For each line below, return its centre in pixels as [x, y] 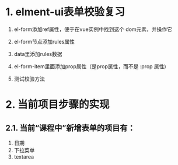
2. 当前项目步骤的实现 [57, 105]
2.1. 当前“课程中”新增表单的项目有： [70, 128]
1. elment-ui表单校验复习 [65, 12]
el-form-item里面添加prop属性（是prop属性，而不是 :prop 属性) [90, 66]
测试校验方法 [29, 79]
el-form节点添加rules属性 [44, 41]
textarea [24, 157]
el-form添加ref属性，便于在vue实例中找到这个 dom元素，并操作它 [93, 29]
